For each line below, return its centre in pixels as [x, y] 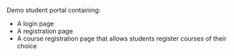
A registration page [45, 31]
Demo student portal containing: [54, 10]
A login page [35, 23]
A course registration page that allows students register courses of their [122, 38]
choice [27, 46]
